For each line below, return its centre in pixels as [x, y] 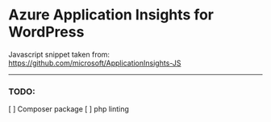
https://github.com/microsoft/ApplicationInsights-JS [95, 63]
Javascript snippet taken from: [59, 54]
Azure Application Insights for [111, 15]
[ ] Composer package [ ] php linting [69, 109]
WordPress [46, 32]
